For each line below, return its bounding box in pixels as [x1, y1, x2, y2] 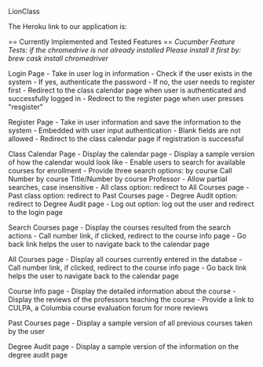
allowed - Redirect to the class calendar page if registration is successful [8, 134, 244, 144]
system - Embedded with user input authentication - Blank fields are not [8, 125, 241, 135]
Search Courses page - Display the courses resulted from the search [8, 223, 232, 232]
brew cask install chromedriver [8, 54, 108, 63]
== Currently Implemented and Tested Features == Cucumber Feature [8, 37, 236, 46]
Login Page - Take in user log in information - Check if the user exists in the [8, 69, 253, 78]
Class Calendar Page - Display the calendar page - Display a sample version [8, 149, 255, 158]
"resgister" [8, 102, 43, 111]
